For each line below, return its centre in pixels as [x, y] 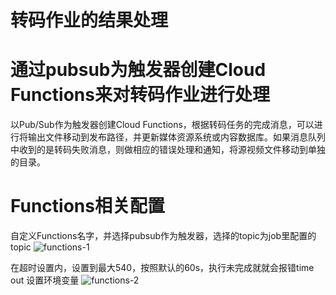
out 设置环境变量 [45, 280]
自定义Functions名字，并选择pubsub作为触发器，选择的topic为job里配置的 [163, 236]
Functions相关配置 [87, 206]
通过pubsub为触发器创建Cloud [138, 70]
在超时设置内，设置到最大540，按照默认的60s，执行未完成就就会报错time [162, 268]
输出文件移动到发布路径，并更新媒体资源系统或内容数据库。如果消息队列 [176, 137]
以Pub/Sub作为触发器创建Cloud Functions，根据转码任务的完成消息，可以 [162, 125]
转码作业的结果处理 [89, 20]
